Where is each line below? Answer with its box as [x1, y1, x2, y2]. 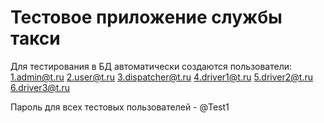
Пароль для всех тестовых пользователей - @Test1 [10, 101, 230, 113]
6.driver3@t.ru [10, 81, 70, 93]
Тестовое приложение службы [10, 6, 283, 29]
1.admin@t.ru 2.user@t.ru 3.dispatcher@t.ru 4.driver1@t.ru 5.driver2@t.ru [10, 71, 313, 83]
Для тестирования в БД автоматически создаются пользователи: [10, 60, 293, 72]
